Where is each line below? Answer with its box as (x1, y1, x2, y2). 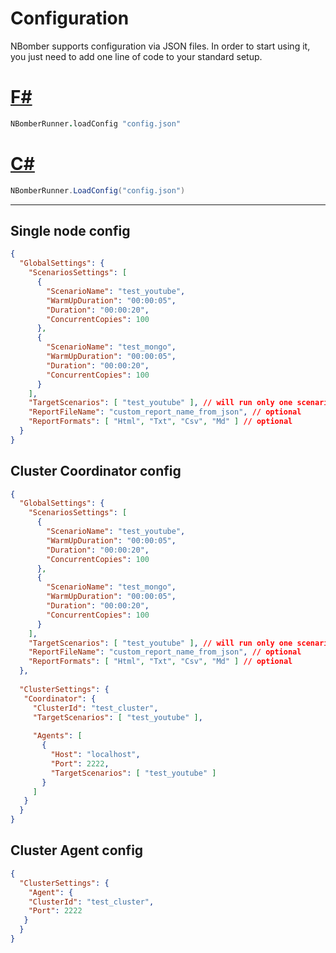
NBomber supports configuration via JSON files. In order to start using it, (10, 40, 311, 52)
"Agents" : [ (32, 731, 83, 741)
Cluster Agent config (10, 842, 144, 859)
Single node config (10, 222, 131, 239)
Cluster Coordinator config (10, 463, 182, 480)
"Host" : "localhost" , (50, 750, 141, 760)
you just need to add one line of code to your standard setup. (10, 50, 263, 62)
